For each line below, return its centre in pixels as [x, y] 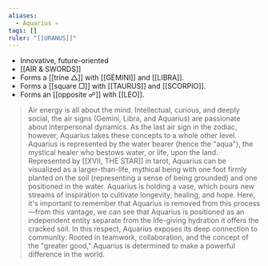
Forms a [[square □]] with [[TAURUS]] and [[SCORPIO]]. [113, 86]
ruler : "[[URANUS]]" [43, 38]
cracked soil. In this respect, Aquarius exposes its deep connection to [143, 229]
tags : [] [23, 30]
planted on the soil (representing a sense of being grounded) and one [142, 178]
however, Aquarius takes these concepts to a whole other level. [132, 136]
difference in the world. [66, 254]
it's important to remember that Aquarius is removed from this [130, 204]
